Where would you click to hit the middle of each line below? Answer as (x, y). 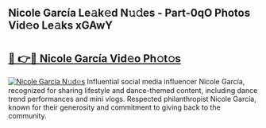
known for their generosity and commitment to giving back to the (114, 107)
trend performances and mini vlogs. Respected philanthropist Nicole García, (132, 99)
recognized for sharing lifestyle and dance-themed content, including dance (133, 90)
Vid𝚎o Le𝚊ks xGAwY (61, 26)
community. (27, 116)
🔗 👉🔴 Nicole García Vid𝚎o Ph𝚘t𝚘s (94, 58)
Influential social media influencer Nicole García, (166, 81)
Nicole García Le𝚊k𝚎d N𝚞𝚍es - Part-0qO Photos (129, 13)
